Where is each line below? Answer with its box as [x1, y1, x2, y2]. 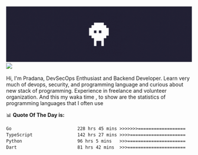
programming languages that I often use [6, 100, 104, 107]
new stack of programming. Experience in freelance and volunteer [6, 87, 167, 95]
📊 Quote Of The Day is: [6, 112, 65, 119]
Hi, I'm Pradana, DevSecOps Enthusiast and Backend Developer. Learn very [6, 75, 190, 82]
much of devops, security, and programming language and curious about [6, 81, 184, 88]
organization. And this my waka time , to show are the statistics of [6, 93, 166, 100]
